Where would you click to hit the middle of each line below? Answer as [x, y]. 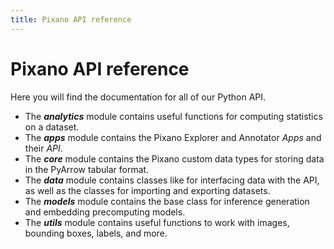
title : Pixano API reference [71, 19]
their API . [43, 148]
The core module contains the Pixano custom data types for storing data [174, 158]
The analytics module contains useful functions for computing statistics [173, 116]
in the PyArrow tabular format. [87, 169]
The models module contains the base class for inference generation [167, 201]
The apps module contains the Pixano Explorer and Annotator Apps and [173, 137]
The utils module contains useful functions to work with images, [157, 222]
